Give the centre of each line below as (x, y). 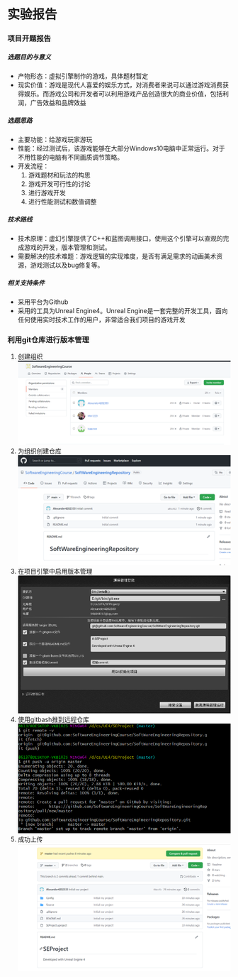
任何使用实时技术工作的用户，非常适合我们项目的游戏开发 (101, 320)
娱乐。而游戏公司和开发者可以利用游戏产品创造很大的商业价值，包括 (123, 94)
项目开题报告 (29, 38)
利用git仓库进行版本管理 (49, 339)
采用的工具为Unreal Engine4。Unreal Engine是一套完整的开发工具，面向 (123, 310)
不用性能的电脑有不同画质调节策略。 (70, 158)
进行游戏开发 (47, 193)
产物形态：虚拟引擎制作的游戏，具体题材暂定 (83, 76)
